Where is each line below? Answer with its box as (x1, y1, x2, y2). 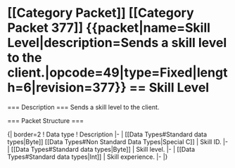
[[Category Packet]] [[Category (7, 5, 195, 21)
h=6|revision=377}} (7, 79, 127, 96)
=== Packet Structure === (7, 116, 84, 124)
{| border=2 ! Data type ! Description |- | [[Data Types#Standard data (7, 130, 208, 138)
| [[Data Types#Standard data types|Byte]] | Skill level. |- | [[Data (7, 145, 196, 153)
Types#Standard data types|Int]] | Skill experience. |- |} (7, 153, 168, 161)
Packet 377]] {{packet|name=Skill (7, 20, 211, 36)
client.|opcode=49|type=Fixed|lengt (7, 65, 228, 81)
